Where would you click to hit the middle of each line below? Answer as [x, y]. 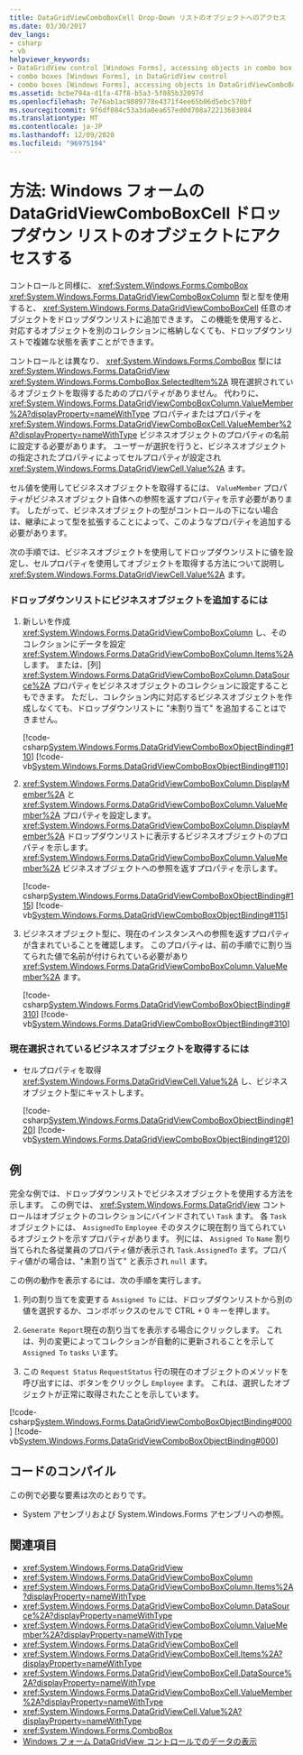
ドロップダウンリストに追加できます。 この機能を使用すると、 [171, 319]
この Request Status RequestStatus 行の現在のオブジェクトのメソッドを [155, 1372]
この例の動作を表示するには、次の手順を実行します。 [108, 1281]
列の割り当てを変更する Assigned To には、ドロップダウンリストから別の [157, 1300]
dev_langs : [30, 34]
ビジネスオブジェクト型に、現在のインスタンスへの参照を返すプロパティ [156, 933]
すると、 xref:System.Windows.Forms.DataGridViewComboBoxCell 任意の [147, 308]
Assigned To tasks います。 [73, 1353]
